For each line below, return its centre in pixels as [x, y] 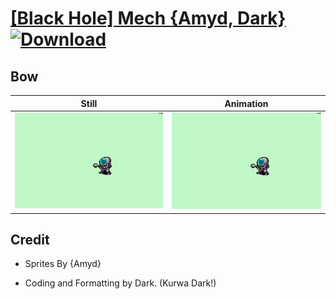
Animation [246, 103]
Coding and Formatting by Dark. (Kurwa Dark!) [120, 283]
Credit [30, 239]
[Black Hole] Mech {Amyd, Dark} [148, 18]
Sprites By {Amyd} [63, 264]
